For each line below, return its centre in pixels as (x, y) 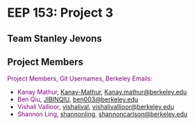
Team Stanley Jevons (54, 39)
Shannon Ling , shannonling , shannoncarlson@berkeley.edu (102, 114)
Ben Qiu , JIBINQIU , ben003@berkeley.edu (78, 99)
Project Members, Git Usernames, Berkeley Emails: (80, 78)
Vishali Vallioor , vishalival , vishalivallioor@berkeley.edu (96, 107)
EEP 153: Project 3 (60, 13)
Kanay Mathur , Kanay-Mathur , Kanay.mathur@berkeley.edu (102, 92)
